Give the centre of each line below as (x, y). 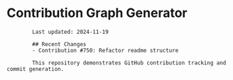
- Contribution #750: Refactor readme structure (105, 50)
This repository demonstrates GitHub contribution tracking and (129, 63)
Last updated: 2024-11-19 (71, 32)
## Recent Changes (59, 44)
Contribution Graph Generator (97, 13)
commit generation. (36, 69)
